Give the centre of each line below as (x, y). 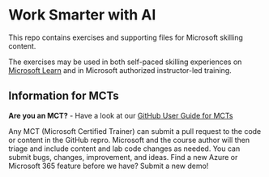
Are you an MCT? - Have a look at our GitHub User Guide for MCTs (121, 115)
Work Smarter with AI (82, 15)
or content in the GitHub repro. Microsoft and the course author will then (129, 140)
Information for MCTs (64, 96)
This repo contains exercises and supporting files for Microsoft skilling (126, 37)
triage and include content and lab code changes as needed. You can (124, 149)
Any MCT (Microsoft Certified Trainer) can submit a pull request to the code (135, 131)
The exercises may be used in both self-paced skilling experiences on (125, 62)
